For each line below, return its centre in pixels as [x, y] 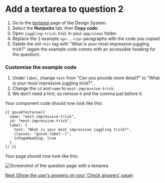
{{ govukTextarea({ [25, 112]
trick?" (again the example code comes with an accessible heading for [84, 49]
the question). [26, 54]
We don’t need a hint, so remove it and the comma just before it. [78, 94]
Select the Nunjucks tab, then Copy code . [55, 28]
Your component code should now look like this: [54, 103]
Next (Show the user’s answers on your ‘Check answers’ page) [69, 175]
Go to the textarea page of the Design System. [60, 23]
